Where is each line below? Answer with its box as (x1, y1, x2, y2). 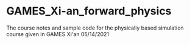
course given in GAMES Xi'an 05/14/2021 (6, 30, 110, 37)
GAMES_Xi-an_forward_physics (6, 4, 172, 18)
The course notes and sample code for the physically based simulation (6, 24, 184, 31)
